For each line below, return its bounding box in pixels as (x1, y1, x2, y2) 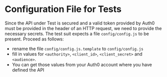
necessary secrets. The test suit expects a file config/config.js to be (5, 30, 149, 36)
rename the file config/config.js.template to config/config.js (12, 45, 144, 51)
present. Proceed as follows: (5, 36, 64, 42)
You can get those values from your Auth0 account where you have (12, 61, 152, 67)
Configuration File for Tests (5, 3, 122, 15)
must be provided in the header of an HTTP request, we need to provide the (5, 25, 162, 31)
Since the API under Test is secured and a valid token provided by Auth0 (5, 20, 155, 26)
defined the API (12, 66, 45, 73)
